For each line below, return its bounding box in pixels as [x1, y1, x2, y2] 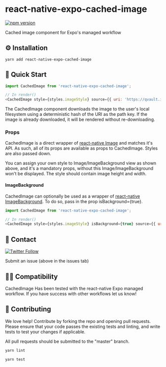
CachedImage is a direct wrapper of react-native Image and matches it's [5, 140, 153, 146]
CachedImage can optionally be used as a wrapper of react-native [5, 193, 140, 199]
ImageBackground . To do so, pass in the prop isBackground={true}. [5, 198, 143, 204]
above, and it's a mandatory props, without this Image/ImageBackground [5, 165, 154, 171]
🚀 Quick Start [5, 70, 47, 79]
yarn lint [5, 348, 26, 353]
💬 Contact [5, 235, 37, 244]
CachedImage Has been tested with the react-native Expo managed [5, 285, 143, 291]
